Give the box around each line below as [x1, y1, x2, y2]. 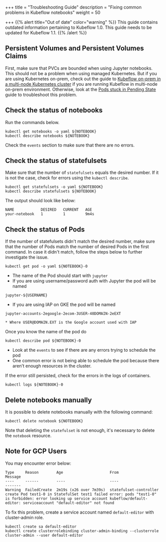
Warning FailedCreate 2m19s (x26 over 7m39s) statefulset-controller [5, 487, 159, 492]
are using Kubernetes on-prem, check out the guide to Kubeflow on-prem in [5, 76, 161, 82]
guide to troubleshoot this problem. [5, 92, 78, 98]
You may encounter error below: [5, 460, 72, 466]
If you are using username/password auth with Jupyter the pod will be [12, 278, 156, 284]
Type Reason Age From [5, 470, 119, 475]
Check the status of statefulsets [5, 156, 107, 165]
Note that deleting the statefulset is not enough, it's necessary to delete [5, 427, 155, 433]
